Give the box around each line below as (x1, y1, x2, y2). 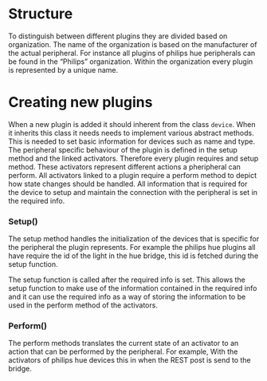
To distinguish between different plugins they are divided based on (8, 31, 228, 41)
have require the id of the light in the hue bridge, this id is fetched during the (8, 251, 259, 260)
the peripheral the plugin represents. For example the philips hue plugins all (8, 243, 256, 252)
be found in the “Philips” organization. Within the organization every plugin (8, 57, 253, 66)
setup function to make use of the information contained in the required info (8, 284, 257, 293)
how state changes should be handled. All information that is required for (8, 179, 248, 189)
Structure (8, 5, 73, 23)
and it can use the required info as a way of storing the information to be (8, 292, 246, 302)
